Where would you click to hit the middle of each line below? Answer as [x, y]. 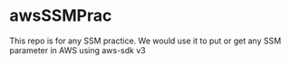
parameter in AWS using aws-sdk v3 [78, 50]
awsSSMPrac [61, 16]
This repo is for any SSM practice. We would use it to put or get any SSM [145, 41]
